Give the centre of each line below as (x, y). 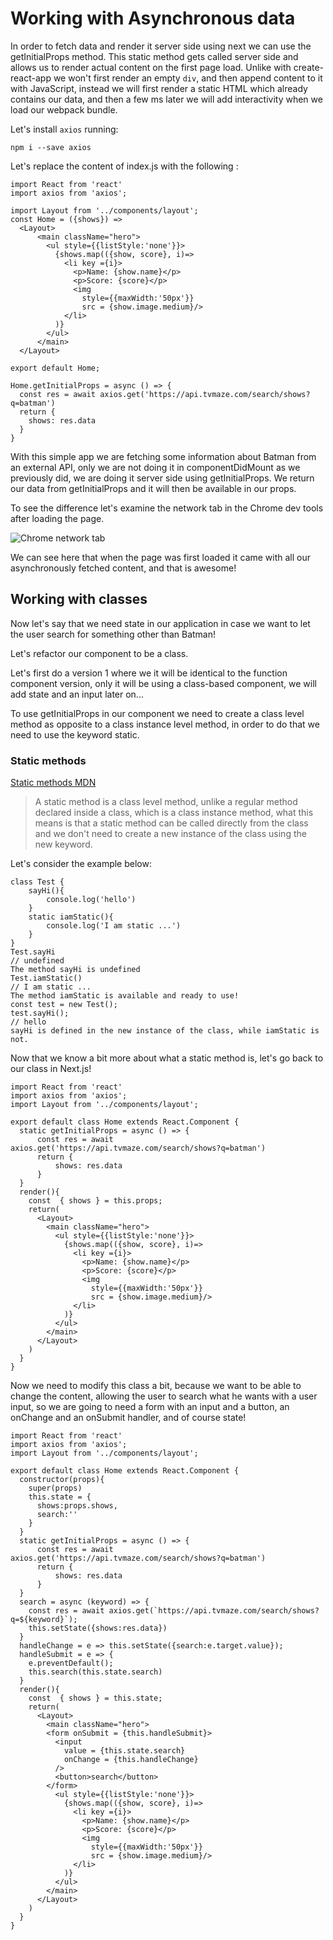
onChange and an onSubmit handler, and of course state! (128, 1418)
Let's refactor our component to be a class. (99, 653)
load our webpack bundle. (64, 109)
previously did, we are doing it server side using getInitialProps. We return (162, 478)
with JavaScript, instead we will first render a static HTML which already (159, 88)
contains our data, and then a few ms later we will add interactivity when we (166, 99)
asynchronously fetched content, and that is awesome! (123, 568)
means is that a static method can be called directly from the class (171, 823)
